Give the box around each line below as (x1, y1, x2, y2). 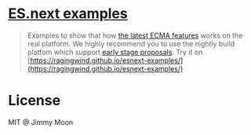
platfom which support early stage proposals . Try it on (27, 47, 203, 57)
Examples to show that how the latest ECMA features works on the (27, 31, 243, 40)
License (8, 92, 61, 110)
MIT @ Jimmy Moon (8, 117, 74, 126)
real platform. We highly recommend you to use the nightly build (27, 38, 235, 48)
